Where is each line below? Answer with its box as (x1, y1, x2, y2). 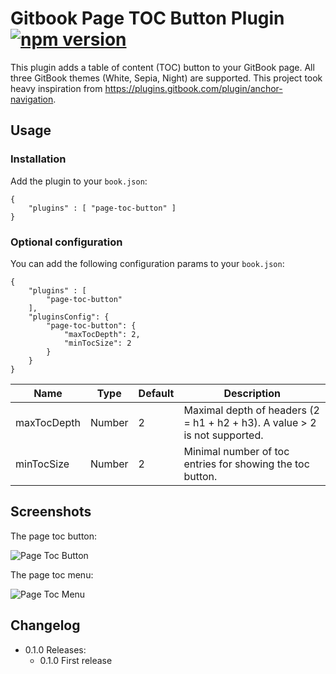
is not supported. (183, 428, 264, 442)
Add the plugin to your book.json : (10, 175, 148, 187)
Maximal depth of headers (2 (183, 403, 320, 417)
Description (223, 386, 281, 400)
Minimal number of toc (183, 444, 290, 458)
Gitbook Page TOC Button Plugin (10, 7, 285, 30)
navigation (10, 93, 54, 105)
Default (138, 386, 175, 400)
